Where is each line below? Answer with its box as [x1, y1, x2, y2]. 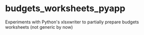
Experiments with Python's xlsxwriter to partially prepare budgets [5, 19, 139, 25]
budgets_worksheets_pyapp [5, 3, 126, 14]
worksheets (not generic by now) [5, 24, 73, 30]
